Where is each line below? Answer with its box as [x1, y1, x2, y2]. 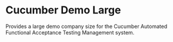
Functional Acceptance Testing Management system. [5, 29, 135, 36]
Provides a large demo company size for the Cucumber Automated [5, 23, 168, 30]
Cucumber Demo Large [5, 3, 121, 17]
